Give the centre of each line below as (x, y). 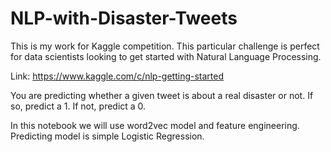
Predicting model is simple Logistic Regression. (107, 136)
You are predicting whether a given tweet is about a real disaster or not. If (162, 95)
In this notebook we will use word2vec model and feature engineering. (155, 125)
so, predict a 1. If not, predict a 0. (78, 106)
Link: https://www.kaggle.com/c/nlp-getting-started (117, 76)
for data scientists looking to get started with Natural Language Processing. (166, 56)
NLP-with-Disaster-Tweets (124, 18)
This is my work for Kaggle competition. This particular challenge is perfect (165, 46)
